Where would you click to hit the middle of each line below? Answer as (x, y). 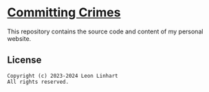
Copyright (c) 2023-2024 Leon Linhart (63, 76)
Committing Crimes (64, 13)
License (24, 60)
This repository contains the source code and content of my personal (105, 31)
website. (19, 38)
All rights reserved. (38, 82)
